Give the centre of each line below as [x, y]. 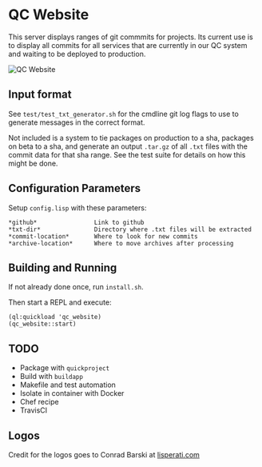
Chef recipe [39, 402]
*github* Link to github [77, 222]
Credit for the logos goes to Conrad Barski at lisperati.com [104, 455]
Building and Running [63, 267]
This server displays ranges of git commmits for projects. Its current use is [131, 37]
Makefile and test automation [67, 385]
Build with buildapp [52, 377]
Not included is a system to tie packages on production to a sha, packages [131, 138]
